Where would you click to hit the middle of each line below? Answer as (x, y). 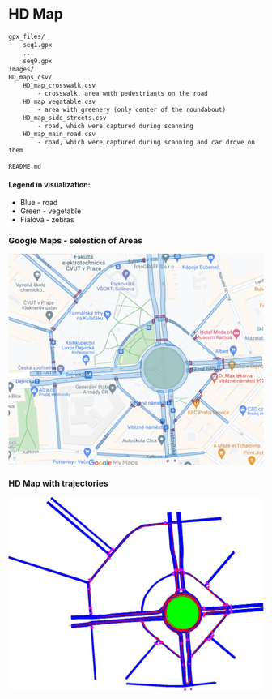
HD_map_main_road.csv (59, 134)
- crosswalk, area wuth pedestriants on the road (123, 93)
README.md (25, 166)
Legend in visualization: (49, 184)
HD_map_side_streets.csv (65, 118)
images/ (21, 69)
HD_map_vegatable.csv (59, 101)
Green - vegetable (51, 211)
